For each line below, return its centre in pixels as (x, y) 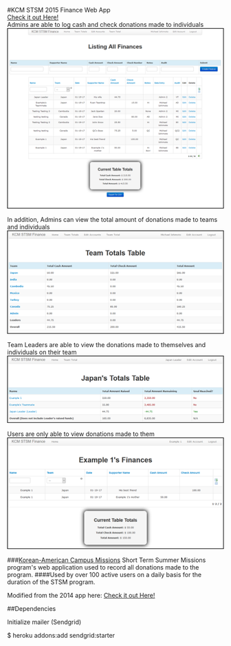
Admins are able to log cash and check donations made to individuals (106, 24)
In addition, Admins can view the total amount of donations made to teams (112, 220)
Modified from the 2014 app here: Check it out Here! (81, 595)
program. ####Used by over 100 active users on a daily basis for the (104, 574)
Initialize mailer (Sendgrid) (44, 622)
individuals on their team (42, 352)
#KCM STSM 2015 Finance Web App (59, 10)
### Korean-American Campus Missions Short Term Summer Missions (107, 560)
